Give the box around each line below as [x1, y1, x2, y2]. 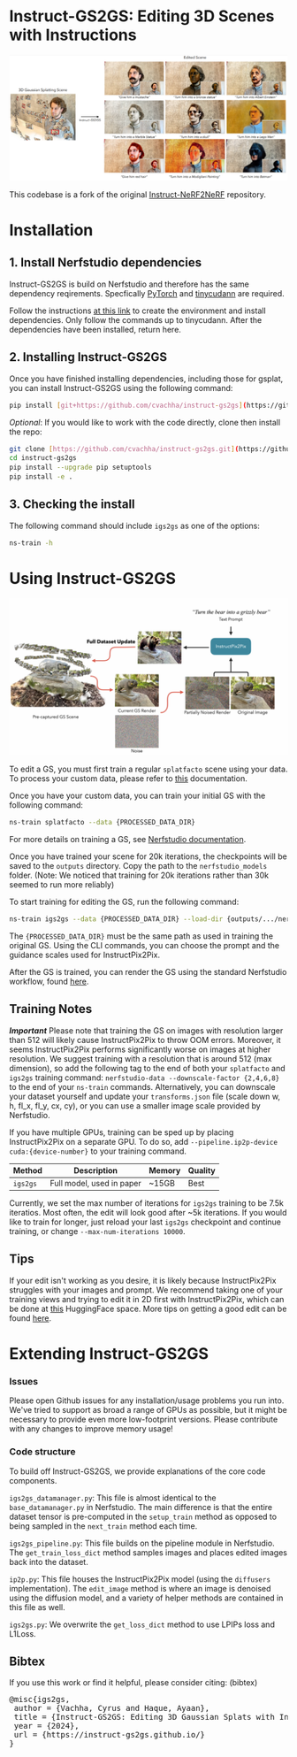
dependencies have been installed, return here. [9, 324, 181, 334]
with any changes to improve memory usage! [9, 1423, 174, 1434]
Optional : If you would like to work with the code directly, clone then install [9, 417, 281, 427]
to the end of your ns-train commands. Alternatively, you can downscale [9, 1081, 276, 1092]
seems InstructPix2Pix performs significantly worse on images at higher [9, 1044, 271, 1055]
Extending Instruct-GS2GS [9, 1343, 209, 1363]
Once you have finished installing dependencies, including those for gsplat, [9, 373, 284, 384]
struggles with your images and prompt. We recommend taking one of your [9, 1285, 283, 1295]
